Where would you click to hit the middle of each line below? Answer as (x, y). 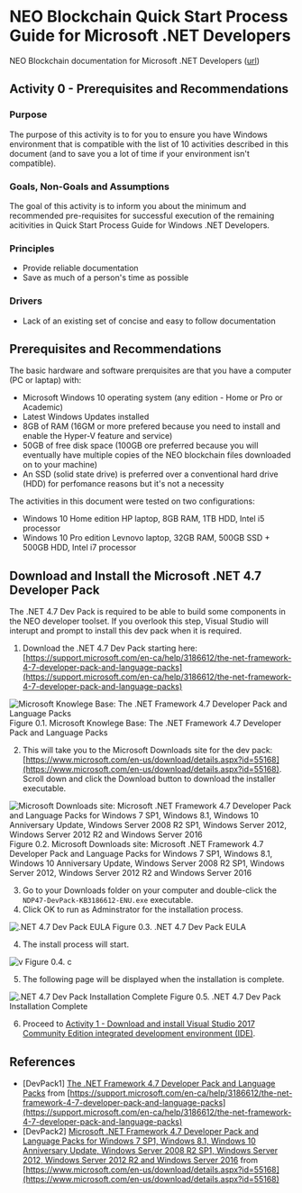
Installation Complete (49, 1006)
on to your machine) (59, 465)
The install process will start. (75, 944)
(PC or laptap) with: (46, 380)
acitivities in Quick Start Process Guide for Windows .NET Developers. (140, 225)
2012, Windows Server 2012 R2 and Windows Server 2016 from (140, 1160)
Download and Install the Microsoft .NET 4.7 (136, 575)
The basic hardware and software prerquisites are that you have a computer (151, 370)
